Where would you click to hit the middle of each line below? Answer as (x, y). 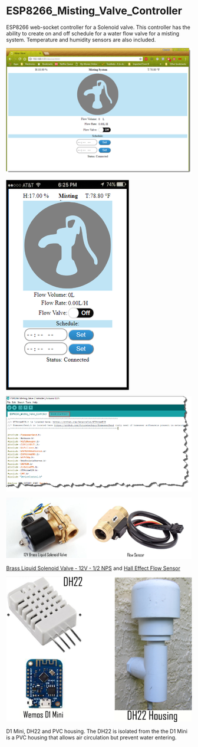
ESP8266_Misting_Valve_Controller (94, 11)
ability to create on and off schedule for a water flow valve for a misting (93, 33)
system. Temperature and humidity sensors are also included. (81, 40)
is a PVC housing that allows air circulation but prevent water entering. (91, 737)
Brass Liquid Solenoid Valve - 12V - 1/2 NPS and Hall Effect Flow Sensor (93, 568)
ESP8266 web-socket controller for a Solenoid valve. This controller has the (98, 27)
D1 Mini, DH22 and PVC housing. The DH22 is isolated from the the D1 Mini (97, 731)
